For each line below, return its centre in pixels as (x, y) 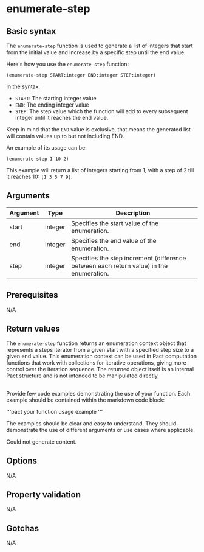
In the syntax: (23, 86)
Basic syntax (31, 31)
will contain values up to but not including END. (65, 136)
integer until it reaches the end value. (62, 118)
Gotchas (23, 528)
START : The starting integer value (56, 98)
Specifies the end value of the (114, 240)
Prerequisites (32, 295)
